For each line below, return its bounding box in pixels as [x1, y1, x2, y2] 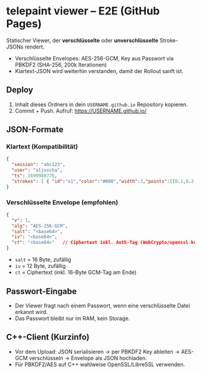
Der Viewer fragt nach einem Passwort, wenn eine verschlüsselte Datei [14, 301, 190, 309]
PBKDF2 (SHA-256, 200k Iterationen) [14, 61, 107, 68]
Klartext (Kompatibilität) [6, 143, 78, 151]
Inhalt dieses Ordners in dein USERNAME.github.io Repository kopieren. [14, 101, 188, 108]
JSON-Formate [6, 125, 64, 135]
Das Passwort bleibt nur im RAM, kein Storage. [14, 315, 130, 322]
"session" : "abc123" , [11, 162, 66, 168]
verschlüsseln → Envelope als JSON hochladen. [29, 354, 147, 361]
